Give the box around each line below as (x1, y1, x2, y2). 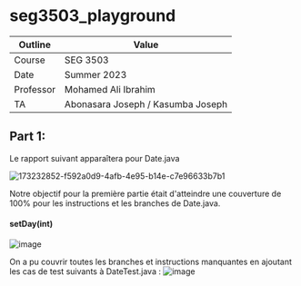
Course (14, 54, 45, 66)
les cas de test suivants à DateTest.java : (9, 265, 162, 277)
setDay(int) (9, 219, 53, 230)
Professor (14, 83, 56, 95)
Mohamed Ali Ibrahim (64, 83, 156, 95)
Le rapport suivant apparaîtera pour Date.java (9, 153, 180, 163)
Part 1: (9, 129, 46, 144)
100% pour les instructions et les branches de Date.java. (9, 197, 221, 209)
